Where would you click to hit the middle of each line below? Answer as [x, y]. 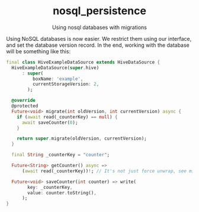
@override [23, 101]
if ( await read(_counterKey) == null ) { [67, 117]
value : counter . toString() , [62, 193]
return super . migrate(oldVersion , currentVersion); [82, 139]
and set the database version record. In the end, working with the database [98, 45]
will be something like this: [38, 51]
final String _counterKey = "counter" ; [61, 155]
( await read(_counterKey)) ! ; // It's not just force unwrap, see [104, 171]
